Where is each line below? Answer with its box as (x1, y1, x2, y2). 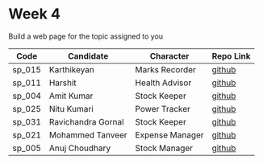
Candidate (67, 50, 109, 61)
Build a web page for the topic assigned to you (8, 31, 164, 41)
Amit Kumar (48, 90, 94, 101)
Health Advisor (135, 77, 192, 88)
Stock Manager (135, 142, 194, 154)
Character (149, 50, 190, 61)
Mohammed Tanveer (48, 129, 127, 141)
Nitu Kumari (48, 103, 94, 114)
